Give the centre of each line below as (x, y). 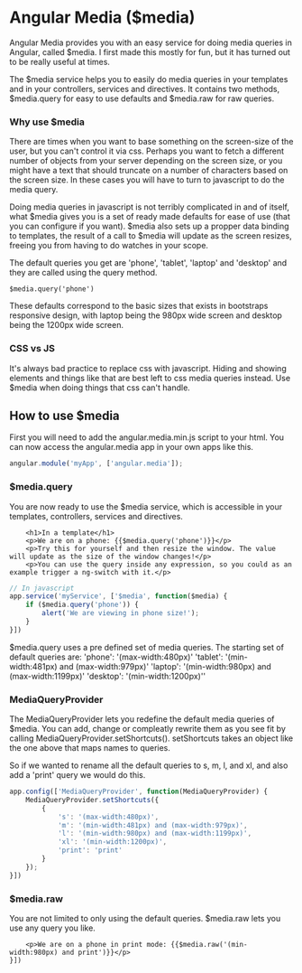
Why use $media (47, 122)
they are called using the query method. (83, 273)
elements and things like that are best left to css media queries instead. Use (150, 378)
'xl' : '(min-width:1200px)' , (112, 842)
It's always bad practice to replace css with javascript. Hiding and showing (148, 368)
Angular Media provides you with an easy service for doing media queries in (151, 42)
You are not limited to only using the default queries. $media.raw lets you (145, 918)
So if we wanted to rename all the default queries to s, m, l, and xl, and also (149, 765)
